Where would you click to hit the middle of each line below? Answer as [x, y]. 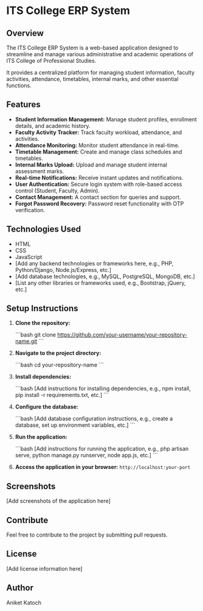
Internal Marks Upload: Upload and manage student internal [91, 165]
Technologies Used [43, 229]
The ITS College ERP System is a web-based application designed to [92, 48]
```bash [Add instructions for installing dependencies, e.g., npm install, [103, 388]
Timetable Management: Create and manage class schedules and [98, 152]
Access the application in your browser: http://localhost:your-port [103, 467]
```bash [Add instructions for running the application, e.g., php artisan [102, 449]
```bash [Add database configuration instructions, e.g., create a [94, 419]
